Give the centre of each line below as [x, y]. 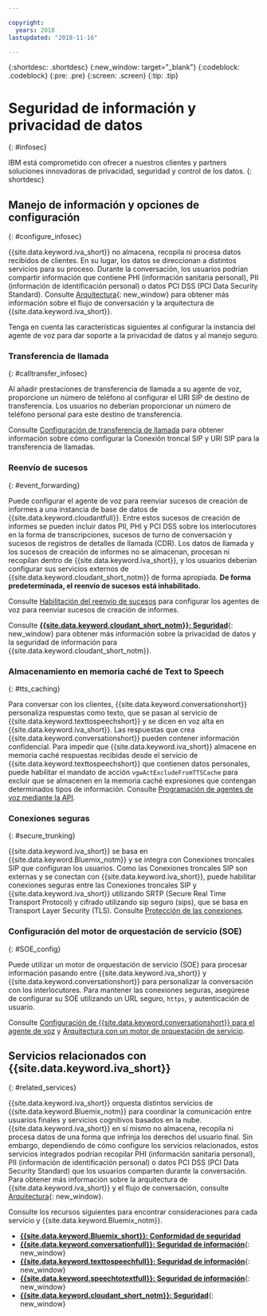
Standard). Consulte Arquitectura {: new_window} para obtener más [119, 295]
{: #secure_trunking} [42, 835]
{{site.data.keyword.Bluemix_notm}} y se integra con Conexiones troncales [132, 859]
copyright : [26, 22]
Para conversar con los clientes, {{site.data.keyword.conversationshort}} [128, 704]
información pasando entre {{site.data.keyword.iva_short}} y [108, 973]
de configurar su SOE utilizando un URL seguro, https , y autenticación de [129, 998]
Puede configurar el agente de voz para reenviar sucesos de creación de [128, 500]
